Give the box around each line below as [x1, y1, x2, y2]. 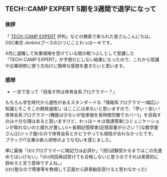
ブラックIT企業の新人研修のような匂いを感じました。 [5, 136, 114, 142]
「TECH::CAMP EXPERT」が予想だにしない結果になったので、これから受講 [5, 56, 160, 62]
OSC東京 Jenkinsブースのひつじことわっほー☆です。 [5, 39, 115, 45]
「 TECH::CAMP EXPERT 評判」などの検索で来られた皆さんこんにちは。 [5, 33, 154, 39]
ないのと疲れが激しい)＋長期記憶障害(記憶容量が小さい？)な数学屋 [22, 124, 159, 130]
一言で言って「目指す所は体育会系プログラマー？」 [12, 88, 118, 94]
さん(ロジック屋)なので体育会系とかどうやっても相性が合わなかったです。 [5, 130, 156, 136]
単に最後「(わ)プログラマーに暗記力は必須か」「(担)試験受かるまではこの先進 [5, 147, 163, 153]
